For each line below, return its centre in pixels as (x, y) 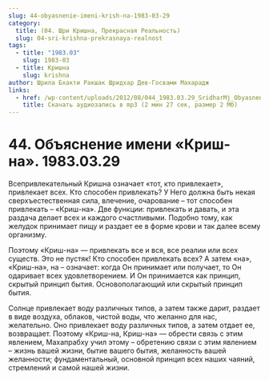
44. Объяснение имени (90, 144)
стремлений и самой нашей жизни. (69, 368)
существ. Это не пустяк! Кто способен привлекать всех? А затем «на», (130, 259)
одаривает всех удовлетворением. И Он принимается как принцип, (124, 276)
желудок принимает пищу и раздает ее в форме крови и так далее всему (134, 226)
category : (25, 23)
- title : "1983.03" (48, 53)
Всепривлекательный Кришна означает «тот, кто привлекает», (116, 184)
